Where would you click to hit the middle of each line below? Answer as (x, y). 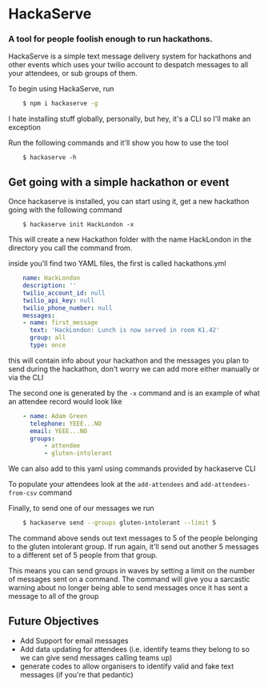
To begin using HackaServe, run (61, 89)
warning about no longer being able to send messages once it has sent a (128, 588)
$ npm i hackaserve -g (60, 104)
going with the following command (65, 210)
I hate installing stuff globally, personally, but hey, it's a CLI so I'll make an (129, 119)
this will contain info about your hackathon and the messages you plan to (129, 360)
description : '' (50, 286)
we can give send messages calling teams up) (96, 657)
